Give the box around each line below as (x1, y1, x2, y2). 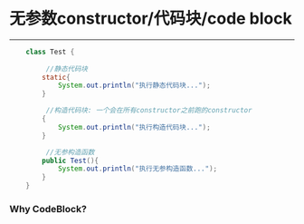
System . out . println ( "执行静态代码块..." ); (57, 81, 211, 91)
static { (42, 73, 71, 82)
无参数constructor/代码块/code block (9, 8, 292, 29)
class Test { (25, 47, 75, 56)
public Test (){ (42, 156, 100, 165)
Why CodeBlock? (9, 202, 88, 215)
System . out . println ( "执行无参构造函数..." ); (57, 164, 218, 173)
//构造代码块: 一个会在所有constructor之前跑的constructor (45, 106, 252, 115)
